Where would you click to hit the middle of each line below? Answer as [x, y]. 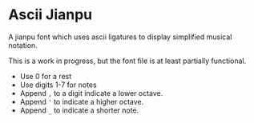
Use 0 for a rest [46, 76]
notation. [23, 45]
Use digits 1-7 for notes [58, 85]
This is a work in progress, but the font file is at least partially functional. [127, 61]
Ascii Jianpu [50, 15]
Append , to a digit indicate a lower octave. [91, 93]
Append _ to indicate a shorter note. [79, 110]
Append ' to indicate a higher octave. [82, 101]
